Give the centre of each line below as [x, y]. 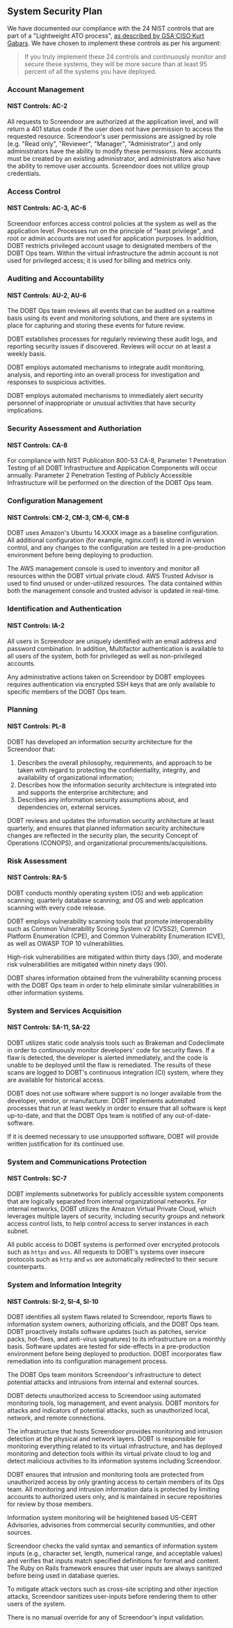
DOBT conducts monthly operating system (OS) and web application [105, 893]
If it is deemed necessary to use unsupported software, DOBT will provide [113, 1136]
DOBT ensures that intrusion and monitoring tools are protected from [106, 1475]
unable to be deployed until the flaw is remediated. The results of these [109, 1065]
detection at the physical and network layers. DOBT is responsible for [106, 1439]
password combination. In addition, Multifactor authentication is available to [115, 648]
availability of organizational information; [75, 777]
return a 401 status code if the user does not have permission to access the [115, 129]
